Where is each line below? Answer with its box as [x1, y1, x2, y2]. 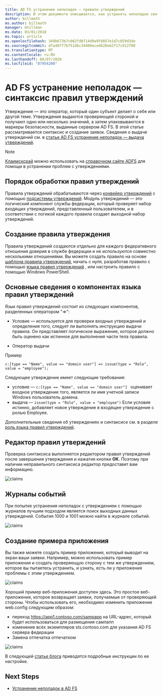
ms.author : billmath [5, 20, 47, 26]
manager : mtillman [5, 25, 42, 30]
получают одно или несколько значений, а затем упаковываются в [5, 119, 145, 125]
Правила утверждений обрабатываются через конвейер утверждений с [5, 190, 156, 196]
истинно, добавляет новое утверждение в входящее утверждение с [12, 404, 154, 410]
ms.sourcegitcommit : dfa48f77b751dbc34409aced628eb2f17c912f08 [5, 43, 136, 48]
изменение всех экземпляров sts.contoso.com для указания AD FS [12, 624, 151, 630]
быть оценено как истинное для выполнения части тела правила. [12, 333, 148, 339]
